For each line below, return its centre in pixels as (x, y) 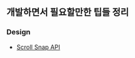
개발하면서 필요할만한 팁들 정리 (68, 12)
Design (19, 32)
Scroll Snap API (38, 47)
